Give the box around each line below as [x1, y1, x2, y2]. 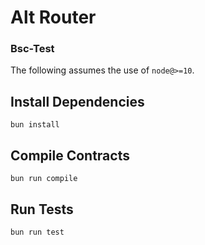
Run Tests [10, 201, 74, 218]
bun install [10, 120, 60, 130]
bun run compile [10, 174, 78, 184]
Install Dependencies [10, 93, 145, 110]
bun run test [10, 227, 65, 237]
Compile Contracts [10, 147, 130, 164]
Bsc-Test [10, 42, 55, 56]
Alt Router [10, 6, 97, 29]
